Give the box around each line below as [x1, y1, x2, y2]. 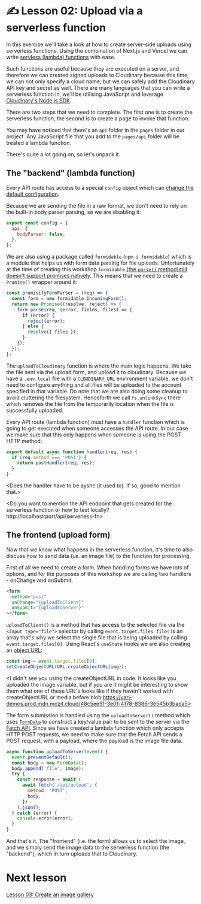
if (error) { [22, 312, 55, 318]
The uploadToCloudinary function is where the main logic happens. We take [6, 362, 191, 369]
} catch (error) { [11, 810, 58, 816]
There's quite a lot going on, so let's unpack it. [6, 150, 121, 158]
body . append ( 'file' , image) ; [11, 765, 84, 772]
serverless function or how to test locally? [6, 506, 109, 513]
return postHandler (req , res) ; [17, 460, 95, 466]
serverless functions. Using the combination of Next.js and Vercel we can [6, 47, 187, 54]
